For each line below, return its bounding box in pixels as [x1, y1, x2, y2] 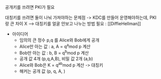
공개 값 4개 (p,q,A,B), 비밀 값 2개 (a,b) [19, 56, 93, 62]
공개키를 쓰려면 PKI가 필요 [5, 4, 55, 10]
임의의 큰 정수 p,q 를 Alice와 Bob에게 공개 [19, 37, 100, 43]
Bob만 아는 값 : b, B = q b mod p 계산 [19, 49, 89, 56]
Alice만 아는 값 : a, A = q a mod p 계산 [19, 43, 91, 49]
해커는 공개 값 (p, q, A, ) [19, 68, 66, 74]
